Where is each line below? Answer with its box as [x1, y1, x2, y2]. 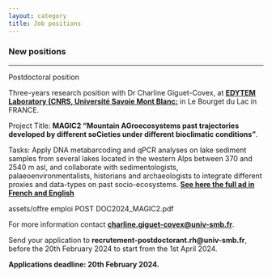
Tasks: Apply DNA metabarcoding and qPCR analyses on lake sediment [8, 145, 247, 155]
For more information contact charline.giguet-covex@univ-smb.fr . [8, 219, 235, 229]
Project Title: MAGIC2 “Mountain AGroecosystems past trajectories [8, 121, 240, 130]
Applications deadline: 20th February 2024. [8, 259, 159, 269]
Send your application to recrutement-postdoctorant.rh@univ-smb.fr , [8, 235, 248, 245]
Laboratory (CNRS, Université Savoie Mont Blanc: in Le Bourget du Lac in [8, 96, 257, 106]
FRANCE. [8, 104, 40, 114]
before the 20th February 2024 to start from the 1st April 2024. [8, 244, 218, 254]
